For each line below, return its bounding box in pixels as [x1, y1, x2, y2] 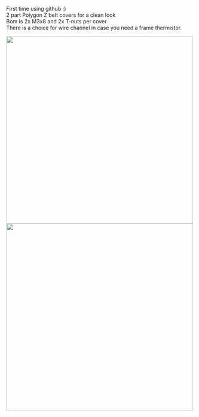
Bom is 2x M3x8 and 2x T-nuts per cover [6, 18, 107, 25]
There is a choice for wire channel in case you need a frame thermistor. [6, 24, 182, 31]
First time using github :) [6, 5, 66, 12]
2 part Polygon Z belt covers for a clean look [6, 11, 116, 19]
